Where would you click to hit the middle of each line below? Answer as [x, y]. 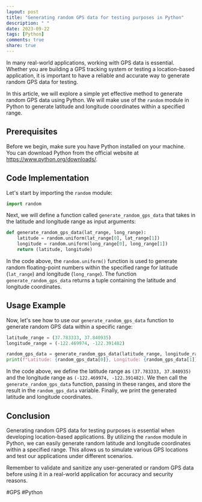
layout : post [23, 12]
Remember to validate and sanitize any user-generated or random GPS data [100, 468]
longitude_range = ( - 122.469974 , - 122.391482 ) [66, 343]
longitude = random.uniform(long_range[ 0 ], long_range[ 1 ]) [93, 244]
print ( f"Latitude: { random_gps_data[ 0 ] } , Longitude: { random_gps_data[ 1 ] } [102, 360]
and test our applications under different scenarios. [70, 456]
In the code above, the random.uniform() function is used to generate [92, 261]
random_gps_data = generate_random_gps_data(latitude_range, [84, 354]
